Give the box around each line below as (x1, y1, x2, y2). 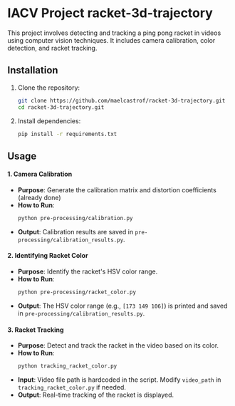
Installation (7, 64, 58, 76)
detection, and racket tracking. (7, 43, 98, 52)
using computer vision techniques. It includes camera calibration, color (7, 36, 216, 44)
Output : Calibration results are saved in (17, 227, 134, 236)
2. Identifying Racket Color (7, 251, 88, 260)
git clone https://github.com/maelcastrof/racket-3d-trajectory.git (17, 97, 226, 104)
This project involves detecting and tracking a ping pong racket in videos (7, 28, 221, 37)
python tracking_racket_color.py (17, 363, 117, 370)
